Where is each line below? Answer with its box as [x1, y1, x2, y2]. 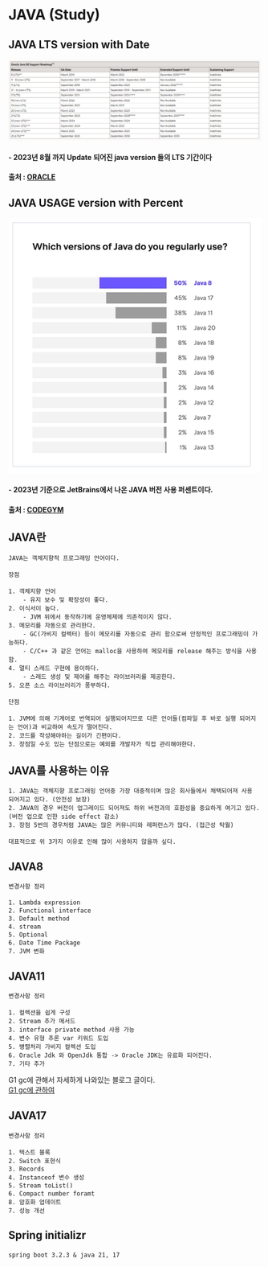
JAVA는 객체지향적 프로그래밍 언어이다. [8, 553, 120, 562]
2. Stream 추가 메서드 [8, 1018, 76, 1026]
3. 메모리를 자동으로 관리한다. [8, 621, 96, 629]
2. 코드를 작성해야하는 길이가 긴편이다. [8, 731, 122, 739]
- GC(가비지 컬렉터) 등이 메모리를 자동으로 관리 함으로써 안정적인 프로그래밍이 [22, 630, 249, 638]
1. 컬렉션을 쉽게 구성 [8, 1009, 71, 1017]
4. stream [8, 923, 42, 931]
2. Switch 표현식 [8, 1157, 62, 1165]
